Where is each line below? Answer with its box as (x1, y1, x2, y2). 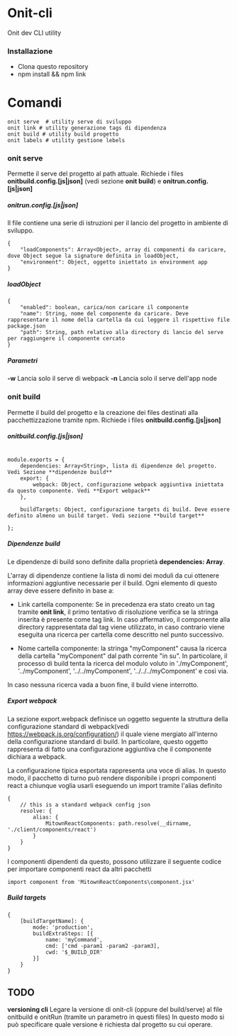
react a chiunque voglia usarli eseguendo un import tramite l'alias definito (7, 781, 222, 789)
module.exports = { (7, 456, 65, 463)
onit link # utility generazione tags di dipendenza (7, 124, 167, 132)
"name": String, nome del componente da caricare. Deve (20, 311, 189, 318)
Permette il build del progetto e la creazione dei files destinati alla (7, 408, 199, 416)
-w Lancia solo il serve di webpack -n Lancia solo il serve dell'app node (7, 374, 218, 383)
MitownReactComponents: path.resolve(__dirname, (45, 819, 192, 827)
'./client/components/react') (7, 826, 97, 833)
